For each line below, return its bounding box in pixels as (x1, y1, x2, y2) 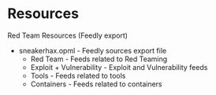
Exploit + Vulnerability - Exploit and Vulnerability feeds (30, 62, 208, 71)
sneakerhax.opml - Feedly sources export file (18, 46, 167, 55)
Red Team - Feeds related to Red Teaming (30, 54, 168, 64)
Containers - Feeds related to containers (30, 79, 162, 89)
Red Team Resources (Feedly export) (7, 31, 128, 40)
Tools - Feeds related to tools (30, 71, 126, 80)
